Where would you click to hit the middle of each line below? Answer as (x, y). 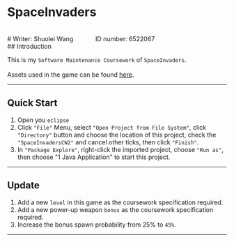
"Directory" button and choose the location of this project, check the (117, 135)
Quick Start (32, 103)
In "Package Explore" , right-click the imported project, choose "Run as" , (120, 149)
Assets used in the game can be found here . (71, 75)
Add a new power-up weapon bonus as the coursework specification (115, 209)
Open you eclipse (43, 120)
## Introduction (30, 46)
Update (24, 186)
